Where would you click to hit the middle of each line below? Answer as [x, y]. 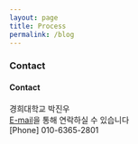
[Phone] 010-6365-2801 [54, 130]
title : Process [38, 26]
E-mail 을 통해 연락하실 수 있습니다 [69, 120]
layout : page [34, 18]
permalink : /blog [42, 34]
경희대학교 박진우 [40, 108]
